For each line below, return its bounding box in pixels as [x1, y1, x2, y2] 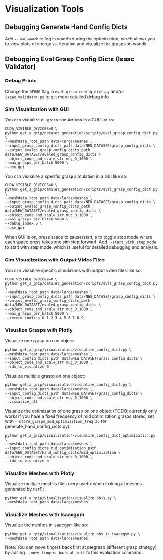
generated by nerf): [5, 486, 44, 492]
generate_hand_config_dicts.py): [5, 423, 71, 429]
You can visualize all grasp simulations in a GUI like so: [5, 117, 115, 122]
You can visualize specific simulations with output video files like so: [5, 267, 142, 274]
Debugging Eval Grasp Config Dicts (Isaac [5, 55, 135, 63]
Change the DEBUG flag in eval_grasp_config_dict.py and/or [5, 88, 124, 94]
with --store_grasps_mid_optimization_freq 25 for [5, 418, 107, 424]
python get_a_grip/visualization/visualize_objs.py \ [5, 495, 117, 500]
